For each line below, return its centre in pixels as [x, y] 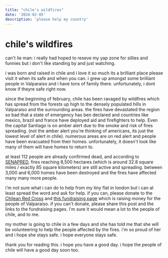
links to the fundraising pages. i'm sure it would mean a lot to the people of [82, 209]
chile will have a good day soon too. [42, 250]
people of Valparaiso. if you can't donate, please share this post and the [79, 204]
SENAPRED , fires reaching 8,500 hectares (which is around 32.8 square [79, 162]
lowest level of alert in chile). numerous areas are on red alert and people [81, 136]
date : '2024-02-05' [26, 15]
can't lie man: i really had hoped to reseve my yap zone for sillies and [76, 58]
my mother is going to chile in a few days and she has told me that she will [82, 224]
